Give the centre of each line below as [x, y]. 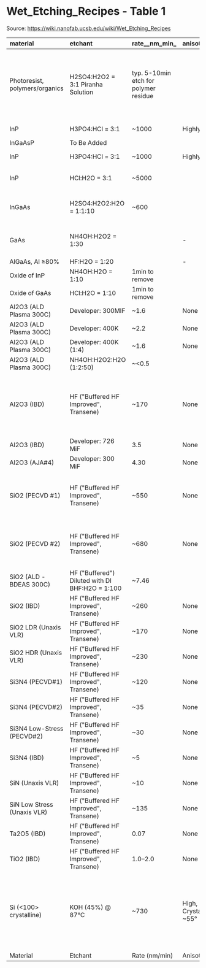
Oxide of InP [27, 275]
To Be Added [88, 142]
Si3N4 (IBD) [27, 758]
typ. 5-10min [151, 73]
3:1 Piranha [86, 84]
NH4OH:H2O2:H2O [98, 359]
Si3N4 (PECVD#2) [36, 707]
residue [143, 96]
